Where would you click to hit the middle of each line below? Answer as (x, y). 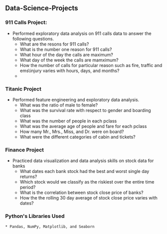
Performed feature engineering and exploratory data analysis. (76, 99)
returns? (28, 176)
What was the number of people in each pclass (68, 121)
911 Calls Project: (26, 22)
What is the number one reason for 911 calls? (66, 49)
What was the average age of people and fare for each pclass (83, 126)
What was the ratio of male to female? (59, 105)
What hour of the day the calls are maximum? (66, 54)
